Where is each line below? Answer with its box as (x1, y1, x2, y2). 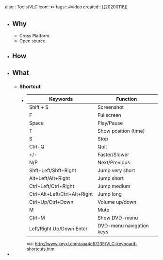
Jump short (98, 174, 124, 181)
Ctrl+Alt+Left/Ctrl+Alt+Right (29, 191, 93, 197)
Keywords (49, 95, 73, 102)
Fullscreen (98, 111, 121, 118)
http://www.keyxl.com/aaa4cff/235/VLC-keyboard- (34, 241, 137, 246)
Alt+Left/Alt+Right (29, 174, 70, 181)
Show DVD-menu (98, 214, 138, 221)
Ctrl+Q (29, 143, 45, 150)
